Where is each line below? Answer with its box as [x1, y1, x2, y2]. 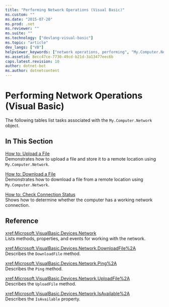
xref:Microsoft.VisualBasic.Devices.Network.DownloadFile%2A [5, 245, 136, 251]
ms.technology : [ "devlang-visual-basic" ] [5, 36, 94, 41]
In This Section [5, 137, 53, 146]
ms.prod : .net [5, 21, 35, 27]
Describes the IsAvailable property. [5, 295, 80, 302]
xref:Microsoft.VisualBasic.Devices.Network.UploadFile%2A [5, 275, 130, 281]
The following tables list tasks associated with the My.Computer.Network [5, 117, 152, 123]
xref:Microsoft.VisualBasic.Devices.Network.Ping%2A [5, 260, 117, 266]
